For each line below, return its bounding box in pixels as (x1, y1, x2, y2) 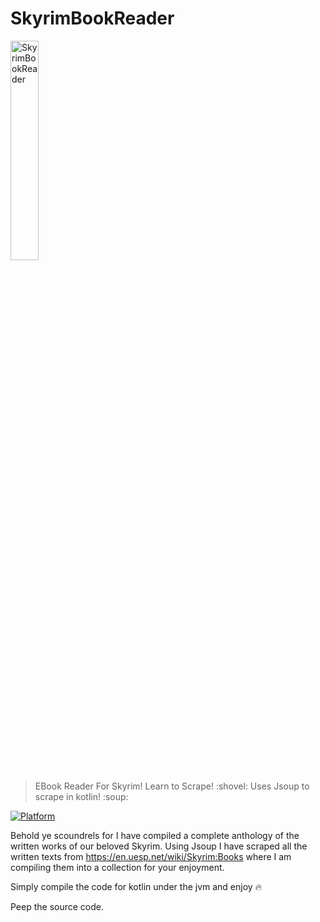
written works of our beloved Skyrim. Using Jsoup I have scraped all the (10, 840, 308, 852)
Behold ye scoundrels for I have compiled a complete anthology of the (10, 829, 300, 841)
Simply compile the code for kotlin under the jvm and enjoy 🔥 (10, 880, 262, 892)
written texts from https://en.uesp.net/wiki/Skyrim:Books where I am (10, 850, 292, 862)
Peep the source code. (10, 900, 105, 912)
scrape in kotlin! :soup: (34, 790, 129, 802)
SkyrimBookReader (10, 7, 175, 30)
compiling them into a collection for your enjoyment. (10, 861, 225, 873)
